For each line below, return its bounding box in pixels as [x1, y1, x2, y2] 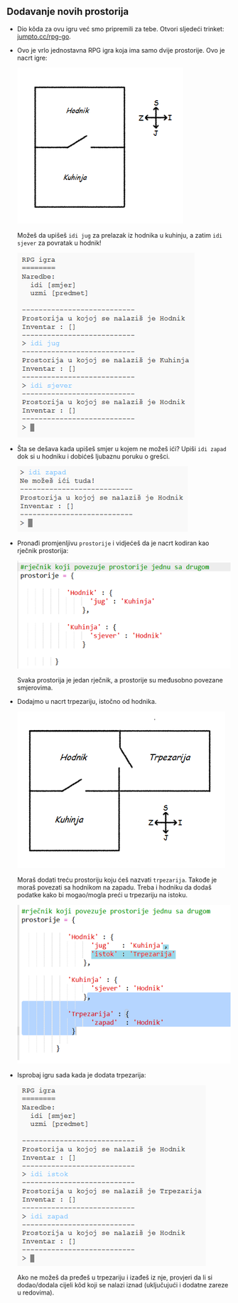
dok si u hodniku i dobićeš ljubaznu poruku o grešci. [16, 452, 171, 460]
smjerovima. [16, 683, 53, 692]
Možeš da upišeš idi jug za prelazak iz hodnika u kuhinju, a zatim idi [16, 231, 223, 239]
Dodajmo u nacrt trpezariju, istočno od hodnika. [16, 697, 157, 705]
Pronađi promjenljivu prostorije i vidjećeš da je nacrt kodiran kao [16, 539, 210, 547]
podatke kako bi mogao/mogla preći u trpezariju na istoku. [16, 890, 188, 899]
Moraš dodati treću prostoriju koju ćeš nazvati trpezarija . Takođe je [16, 875, 217, 884]
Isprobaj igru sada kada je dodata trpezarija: [16, 1071, 146, 1080]
